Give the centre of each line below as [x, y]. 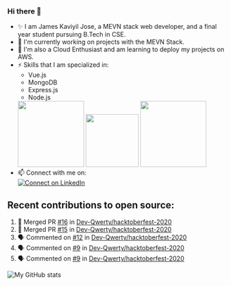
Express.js [43, 90]
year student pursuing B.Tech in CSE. [71, 35]
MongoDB [43, 82]
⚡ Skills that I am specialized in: [63, 65]
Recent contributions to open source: [91, 205]
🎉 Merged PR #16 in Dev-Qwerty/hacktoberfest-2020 [95, 222]
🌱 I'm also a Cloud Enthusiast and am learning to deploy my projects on [121, 49]
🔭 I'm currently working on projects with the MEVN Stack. [101, 42]
